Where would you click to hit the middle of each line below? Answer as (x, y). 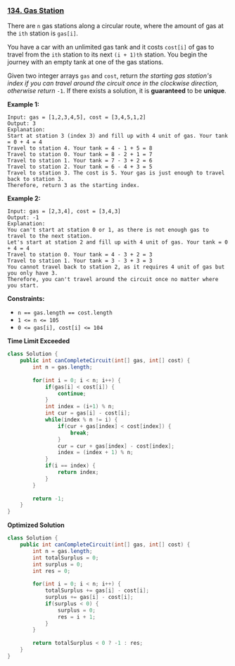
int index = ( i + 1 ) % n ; (80, 407)
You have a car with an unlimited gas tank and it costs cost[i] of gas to (111, 47)
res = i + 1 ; (77, 617)
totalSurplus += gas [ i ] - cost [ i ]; (97, 591)
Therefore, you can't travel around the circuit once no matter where (113, 280)
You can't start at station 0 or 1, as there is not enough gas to (108, 230)
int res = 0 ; (52, 571)
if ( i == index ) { (70, 466)
